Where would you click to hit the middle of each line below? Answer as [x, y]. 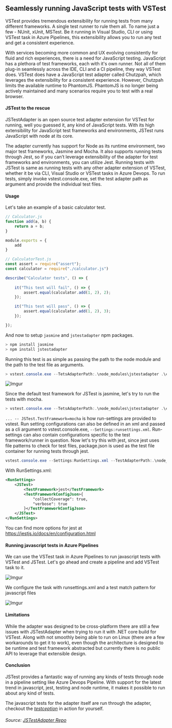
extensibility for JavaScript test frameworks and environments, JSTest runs [84, 131]
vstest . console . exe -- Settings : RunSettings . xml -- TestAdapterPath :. [80, 461]
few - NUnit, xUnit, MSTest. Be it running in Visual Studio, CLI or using [79, 32]
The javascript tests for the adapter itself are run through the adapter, [79, 703]
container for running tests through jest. [47, 451]
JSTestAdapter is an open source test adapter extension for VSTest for [80, 120]
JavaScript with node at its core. [39, 136]
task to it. [15, 568]
